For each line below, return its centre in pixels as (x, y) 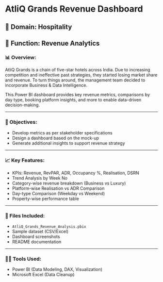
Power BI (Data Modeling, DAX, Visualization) (57, 269)
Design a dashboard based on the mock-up (56, 138)
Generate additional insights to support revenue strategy (68, 143)
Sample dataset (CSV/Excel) (40, 232)
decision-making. (23, 105)
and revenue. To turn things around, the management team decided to (75, 80)
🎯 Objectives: (21, 122)
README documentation (37, 242)
